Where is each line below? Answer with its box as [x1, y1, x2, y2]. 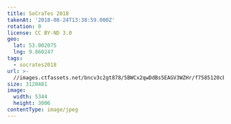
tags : [7, 55, 23, 62]
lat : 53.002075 [13, 42, 57, 49]
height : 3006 [13, 100, 51, 107]
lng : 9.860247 [13, 49, 54, 56]
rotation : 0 [7, 23, 41, 30]
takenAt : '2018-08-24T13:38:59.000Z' [7, 17, 115, 23]
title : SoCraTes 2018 [7, 10, 69, 17]
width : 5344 [13, 94, 48, 101]
